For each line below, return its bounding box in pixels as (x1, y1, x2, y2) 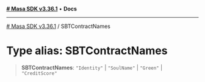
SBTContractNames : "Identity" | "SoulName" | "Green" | (21, 64, 163, 71)
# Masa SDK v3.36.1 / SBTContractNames (6, 22, 111, 30)
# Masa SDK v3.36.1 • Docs (6, 5, 77, 12)
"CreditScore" (21, 70, 57, 77)
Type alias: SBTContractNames (6, 44, 168, 58)
